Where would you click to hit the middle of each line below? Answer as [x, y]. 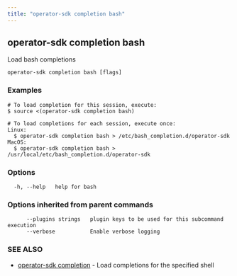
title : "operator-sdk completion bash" [66, 14]
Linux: [17, 130]
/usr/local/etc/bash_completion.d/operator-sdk [79, 154]
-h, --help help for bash [55, 187]
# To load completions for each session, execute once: [92, 123]
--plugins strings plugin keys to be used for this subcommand [125, 219]
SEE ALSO [25, 250]
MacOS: [17, 142]
